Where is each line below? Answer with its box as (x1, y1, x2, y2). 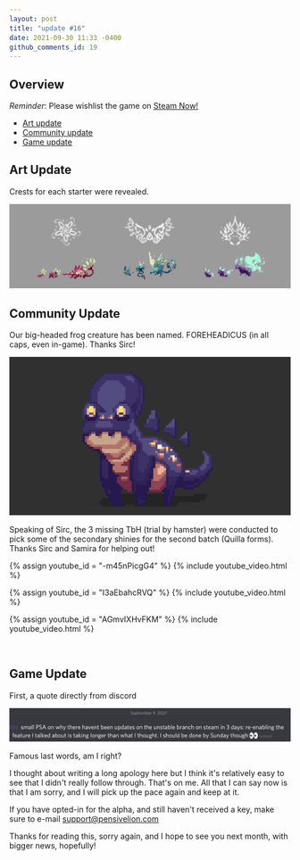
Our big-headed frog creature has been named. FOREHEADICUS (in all (9, 330, 270, 341)
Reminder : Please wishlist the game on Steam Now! (9, 101, 199, 112)
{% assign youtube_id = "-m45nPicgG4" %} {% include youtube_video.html (9, 560, 287, 571)
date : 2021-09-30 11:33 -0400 (9, 33, 122, 42)
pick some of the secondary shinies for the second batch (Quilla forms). (9, 533, 274, 544)
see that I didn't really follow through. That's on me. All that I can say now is (9, 777, 288, 789)
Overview (9, 77, 65, 92)
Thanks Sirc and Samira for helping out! (9, 542, 155, 553)
